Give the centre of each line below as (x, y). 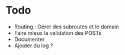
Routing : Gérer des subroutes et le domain (66, 27)
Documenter (29, 39)
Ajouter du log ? (33, 46)
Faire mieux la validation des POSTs (58, 33)
